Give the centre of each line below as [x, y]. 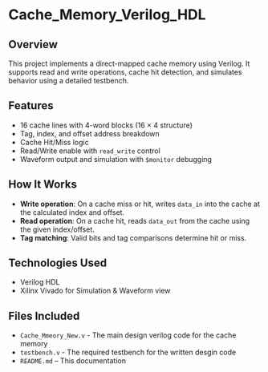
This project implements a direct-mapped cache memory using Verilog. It [129, 63]
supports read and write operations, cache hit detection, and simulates [125, 72]
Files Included [44, 315]
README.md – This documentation [73, 361]
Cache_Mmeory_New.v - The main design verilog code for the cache [128, 335]
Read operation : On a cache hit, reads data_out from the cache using [135, 220]
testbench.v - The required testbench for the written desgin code [128, 352]
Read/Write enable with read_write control [90, 151]
